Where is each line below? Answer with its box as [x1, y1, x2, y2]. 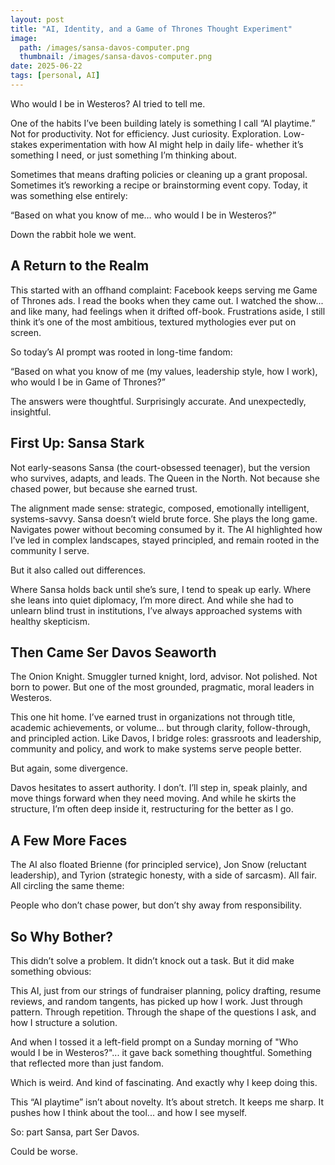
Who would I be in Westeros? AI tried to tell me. [10, 97, 206, 110]
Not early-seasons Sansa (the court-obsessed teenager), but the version [10, 461, 311, 473]
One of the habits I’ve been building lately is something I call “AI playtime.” [10, 117, 316, 129]
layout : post [10, 14, 65, 25]
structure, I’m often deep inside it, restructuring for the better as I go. [10, 803, 294, 815]
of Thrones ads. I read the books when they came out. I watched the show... [10, 294, 324, 306]
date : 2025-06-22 [10, 61, 83, 71]
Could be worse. [10, 1145, 78, 1157]
